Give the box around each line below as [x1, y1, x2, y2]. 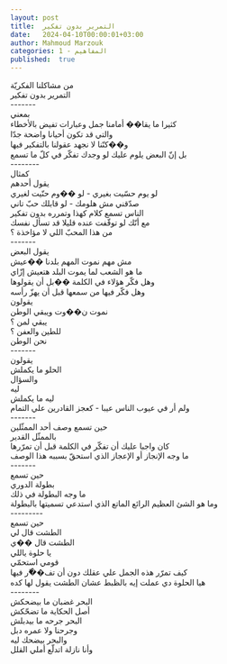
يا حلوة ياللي [10, 547, 52, 558]
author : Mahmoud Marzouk [10, 38, 104, 48]
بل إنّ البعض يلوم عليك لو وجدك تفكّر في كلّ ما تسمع [10, 150, 187, 159]
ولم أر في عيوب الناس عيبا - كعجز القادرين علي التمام [10, 403, 190, 413]
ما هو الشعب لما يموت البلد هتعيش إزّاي [10, 267, 143, 277]
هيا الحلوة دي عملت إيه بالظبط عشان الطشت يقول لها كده [10, 578, 206, 587]
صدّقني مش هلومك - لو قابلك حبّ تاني [10, 198, 140, 208]
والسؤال [10, 374, 39, 384]
